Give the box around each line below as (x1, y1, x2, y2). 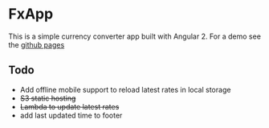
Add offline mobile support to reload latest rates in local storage (19, 85, 231, 94)
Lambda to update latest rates (19, 101, 120, 111)
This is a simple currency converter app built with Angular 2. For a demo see (8, 31, 261, 41)
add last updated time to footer (19, 110, 123, 120)
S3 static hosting (19, 93, 76, 103)
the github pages (8, 39, 65, 49)
